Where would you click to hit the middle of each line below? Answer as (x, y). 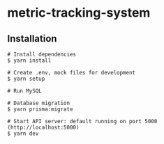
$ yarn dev (23, 134)
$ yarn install (29, 61)
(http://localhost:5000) (43, 127)
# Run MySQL (24, 91)
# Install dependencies (42, 54)
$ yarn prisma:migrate (40, 109)
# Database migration (39, 103)
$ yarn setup (26, 79)
